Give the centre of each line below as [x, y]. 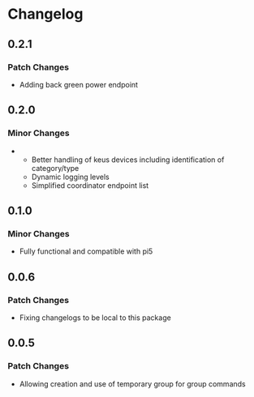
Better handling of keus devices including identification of [128, 160]
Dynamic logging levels [71, 177]
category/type [55, 168]
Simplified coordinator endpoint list [90, 185]
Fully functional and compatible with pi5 [86, 251]
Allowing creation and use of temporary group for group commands [132, 384]
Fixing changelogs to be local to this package [95, 318]
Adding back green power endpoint [79, 84]
